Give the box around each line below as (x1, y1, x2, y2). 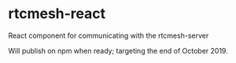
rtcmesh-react (8, 5, 106, 23)
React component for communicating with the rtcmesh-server (8, 31, 209, 40)
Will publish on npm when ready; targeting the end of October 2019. (8, 46, 228, 55)
